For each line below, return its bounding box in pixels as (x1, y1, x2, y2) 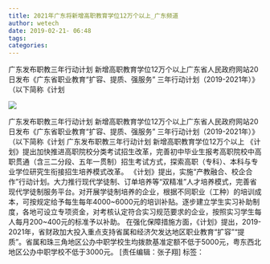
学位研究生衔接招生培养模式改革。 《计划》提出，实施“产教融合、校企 (14, 167, 247, 177)
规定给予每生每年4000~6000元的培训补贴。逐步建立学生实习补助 (35, 197, 253, 207)
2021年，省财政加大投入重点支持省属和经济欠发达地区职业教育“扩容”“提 (8, 227, 245, 237)
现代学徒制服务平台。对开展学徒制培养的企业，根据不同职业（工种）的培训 (8, 187, 255, 197)
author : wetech (8, 19, 59, 27)
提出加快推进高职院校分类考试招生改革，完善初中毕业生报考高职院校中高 (22, 147, 262, 156)
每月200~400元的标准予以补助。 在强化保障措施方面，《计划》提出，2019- (14, 217, 262, 227)
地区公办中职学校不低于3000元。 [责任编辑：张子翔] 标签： (8, 247, 205, 257)
